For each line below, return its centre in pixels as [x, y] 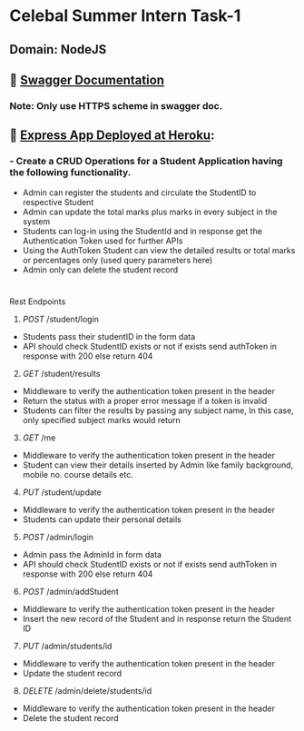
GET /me [39, 438]
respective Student [58, 202]
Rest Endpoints [38, 301]
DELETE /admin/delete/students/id [87, 690]
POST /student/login [61, 319]
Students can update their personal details [102, 519]
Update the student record [72, 673]
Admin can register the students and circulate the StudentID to [139, 193]
